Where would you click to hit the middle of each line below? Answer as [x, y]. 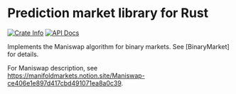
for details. [23, 54]
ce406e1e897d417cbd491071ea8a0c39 [65, 83]
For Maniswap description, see [53, 68]
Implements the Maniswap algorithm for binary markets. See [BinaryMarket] [118, 46]
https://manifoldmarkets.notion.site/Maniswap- [76, 75]
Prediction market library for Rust [108, 13]
